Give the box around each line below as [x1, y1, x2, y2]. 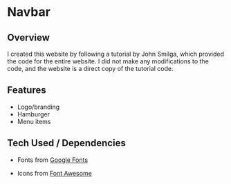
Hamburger [17, 110, 50, 118]
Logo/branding [17, 103, 60, 111]
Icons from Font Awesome [17, 169, 92, 177]
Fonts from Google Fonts [17, 156, 89, 164]
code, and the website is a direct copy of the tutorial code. [7, 65, 174, 72]
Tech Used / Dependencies [7, 137, 126, 149]
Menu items [17, 117, 51, 125]
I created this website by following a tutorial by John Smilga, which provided [7, 50, 225, 58]
